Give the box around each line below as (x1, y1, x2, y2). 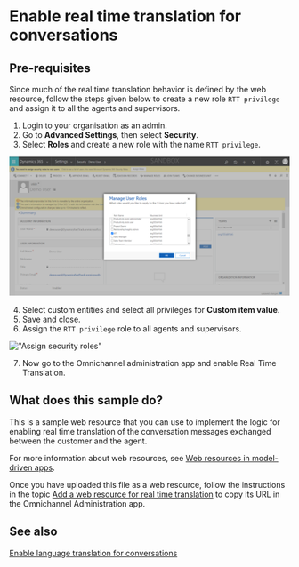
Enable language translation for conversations (9, 547, 178, 558)
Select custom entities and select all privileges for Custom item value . (21, 305, 280, 315)
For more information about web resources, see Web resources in (9, 452, 251, 463)
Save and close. (21, 314, 82, 325)
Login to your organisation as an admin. (21, 120, 167, 131)
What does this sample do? (9, 393, 163, 408)
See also (9, 524, 58, 539)
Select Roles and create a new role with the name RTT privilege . (21, 140, 261, 149)
